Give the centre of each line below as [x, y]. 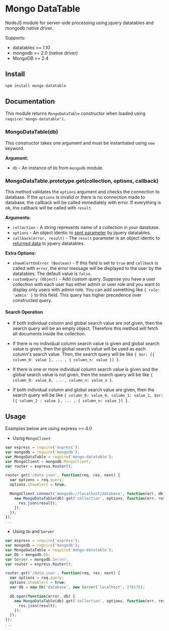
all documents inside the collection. [49, 334]
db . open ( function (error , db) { [43, 596]
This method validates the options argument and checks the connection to [82, 192]
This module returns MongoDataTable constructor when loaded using [75, 113]
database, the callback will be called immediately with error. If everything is [83, 202]
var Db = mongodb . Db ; [28, 554]
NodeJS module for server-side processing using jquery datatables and [79, 23]
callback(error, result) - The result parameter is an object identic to [86, 238]
